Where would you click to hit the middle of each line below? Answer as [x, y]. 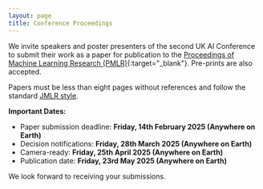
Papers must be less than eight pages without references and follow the [127, 87]
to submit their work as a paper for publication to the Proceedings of [121, 54]
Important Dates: [37, 111]
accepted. [25, 71]
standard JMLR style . [43, 95]
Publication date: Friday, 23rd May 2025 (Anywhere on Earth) [123, 160]
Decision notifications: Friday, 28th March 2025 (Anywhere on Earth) [136, 143]
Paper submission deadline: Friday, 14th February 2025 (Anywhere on [138, 127]
